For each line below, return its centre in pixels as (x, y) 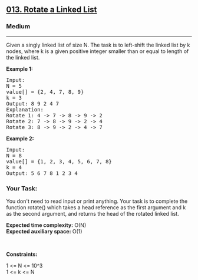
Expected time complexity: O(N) (46, 225)
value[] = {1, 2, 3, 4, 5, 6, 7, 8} (59, 161)
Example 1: (20, 69)
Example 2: (20, 139)
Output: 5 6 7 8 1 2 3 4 (42, 173)
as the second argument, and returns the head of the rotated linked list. (93, 213)
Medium (18, 27)
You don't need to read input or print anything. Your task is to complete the (97, 201)
